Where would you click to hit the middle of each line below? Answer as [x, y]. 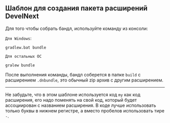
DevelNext [22, 16]
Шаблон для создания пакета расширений [76, 8]
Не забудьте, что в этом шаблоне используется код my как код [73, 94]
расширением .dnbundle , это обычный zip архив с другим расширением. [84, 80]
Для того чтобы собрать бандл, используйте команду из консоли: [77, 28]
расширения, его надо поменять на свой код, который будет [71, 100]
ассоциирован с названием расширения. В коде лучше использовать [81, 105]
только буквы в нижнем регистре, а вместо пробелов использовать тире [85, 110]
